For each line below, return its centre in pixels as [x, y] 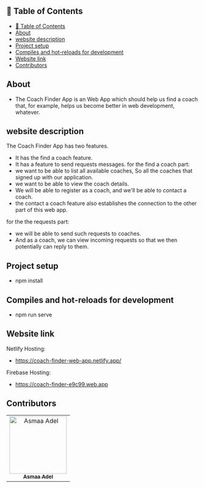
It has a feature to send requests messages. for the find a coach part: [102, 164]
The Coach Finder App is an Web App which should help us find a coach [107, 99]
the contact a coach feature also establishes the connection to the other [106, 203]
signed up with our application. [54, 178]
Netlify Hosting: [26, 348]
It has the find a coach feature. [54, 158]
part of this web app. [42, 210]
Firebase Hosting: [28, 372]
